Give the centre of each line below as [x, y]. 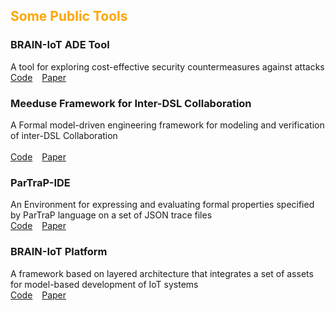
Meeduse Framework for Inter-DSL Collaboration [131, 103]
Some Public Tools [69, 16]
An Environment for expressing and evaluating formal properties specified [162, 205]
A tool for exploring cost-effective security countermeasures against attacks [167, 66]
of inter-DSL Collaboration [64, 135]
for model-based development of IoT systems [104, 284]
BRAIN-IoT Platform [59, 252]
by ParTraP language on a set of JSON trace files [111, 215]
